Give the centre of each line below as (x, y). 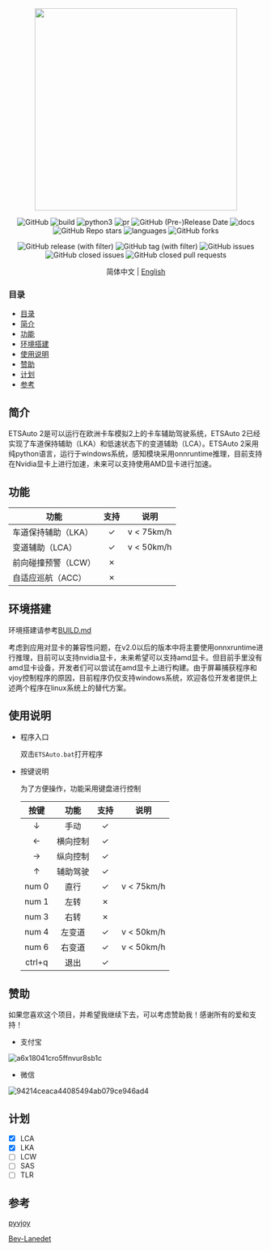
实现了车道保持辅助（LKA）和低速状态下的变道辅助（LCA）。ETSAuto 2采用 (133, 443)
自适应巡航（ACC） (49, 578)
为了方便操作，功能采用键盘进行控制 (80, 788)
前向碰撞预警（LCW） (54, 562)
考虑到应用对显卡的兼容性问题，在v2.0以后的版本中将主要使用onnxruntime (132, 647)
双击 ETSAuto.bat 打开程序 (61, 754)
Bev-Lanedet (30, 1239)
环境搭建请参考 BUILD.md (50, 630)
